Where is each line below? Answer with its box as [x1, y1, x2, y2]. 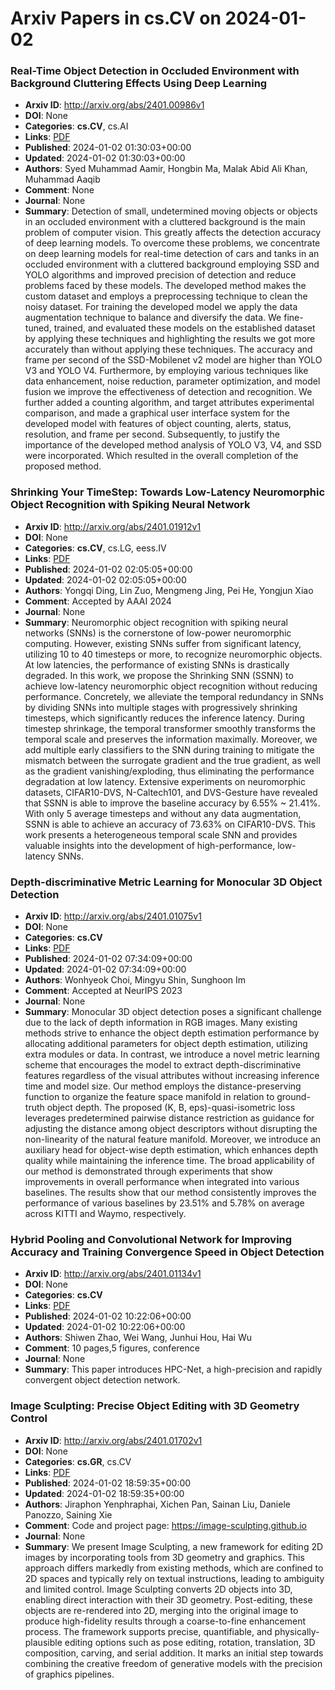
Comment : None [24, 184, 95, 196]
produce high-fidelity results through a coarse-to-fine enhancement [24, 1615, 307, 1627]
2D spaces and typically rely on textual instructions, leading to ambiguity [24, 1572, 325, 1584]
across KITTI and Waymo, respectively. [24, 1208, 187, 1220]
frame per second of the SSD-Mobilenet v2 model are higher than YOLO [24, 354, 323, 366]
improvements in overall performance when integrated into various [24, 1176, 300, 1188]
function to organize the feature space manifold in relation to [24, 1091, 275, 1103]
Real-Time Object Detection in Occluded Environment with [10, 64, 300, 78]
